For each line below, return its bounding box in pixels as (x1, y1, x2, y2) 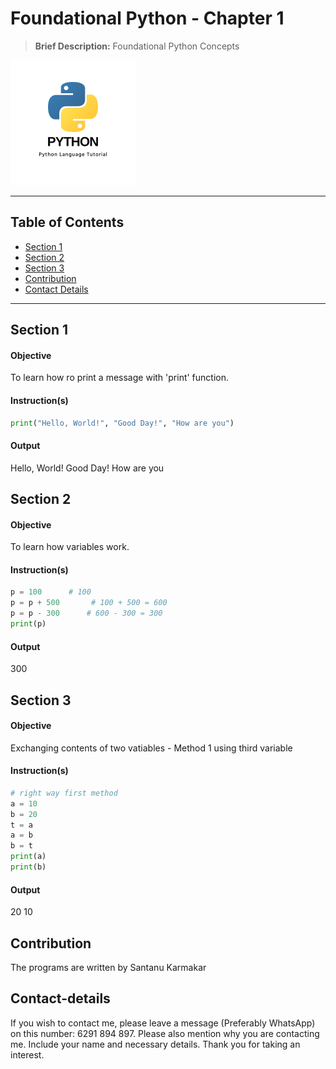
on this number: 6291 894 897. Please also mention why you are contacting (10, 1027, 320, 1039)
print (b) (10, 862, 47, 872)
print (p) (10, 619, 47, 629)
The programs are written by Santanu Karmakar (10, 961, 207, 973)
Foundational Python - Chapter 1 (10, 7, 285, 30)
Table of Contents (10, 214, 125, 231)
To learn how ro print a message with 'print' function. (10, 372, 230, 384)
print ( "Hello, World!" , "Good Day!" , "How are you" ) (10, 418, 235, 428)
